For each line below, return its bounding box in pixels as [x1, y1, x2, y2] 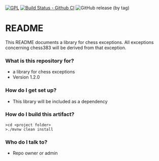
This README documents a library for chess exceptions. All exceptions [5, 39, 154, 45]
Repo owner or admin [12, 150, 58, 156]
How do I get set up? [5, 87, 57, 94]
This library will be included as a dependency [12, 98, 108, 104]
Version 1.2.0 [12, 74, 40, 80]
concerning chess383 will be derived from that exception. [5, 45, 126, 51]
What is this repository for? [5, 57, 75, 64]
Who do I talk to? [5, 138, 48, 145]
